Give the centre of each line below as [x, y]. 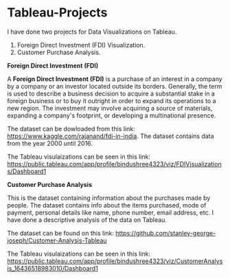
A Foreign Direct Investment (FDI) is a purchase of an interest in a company [115, 79]
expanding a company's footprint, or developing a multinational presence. [112, 115]
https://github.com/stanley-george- [166, 233]
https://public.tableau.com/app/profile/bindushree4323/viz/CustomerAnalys [115, 261]
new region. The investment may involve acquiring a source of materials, [110, 108]
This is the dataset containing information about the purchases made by [109, 198]
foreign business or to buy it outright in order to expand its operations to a [112, 100]
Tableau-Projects [57, 13]
